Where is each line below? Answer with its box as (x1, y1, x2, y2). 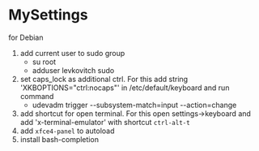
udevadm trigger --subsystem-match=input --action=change (32, 100, 237, 110)
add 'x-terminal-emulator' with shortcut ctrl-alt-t (19, 117, 190, 127)
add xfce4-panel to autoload (19, 126, 115, 136)
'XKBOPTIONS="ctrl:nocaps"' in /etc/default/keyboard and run (19, 83, 230, 93)
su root (32, 57, 57, 67)
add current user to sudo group (19, 48, 125, 58)
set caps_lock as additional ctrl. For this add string (19, 74, 189, 84)
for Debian (8, 32, 44, 42)
